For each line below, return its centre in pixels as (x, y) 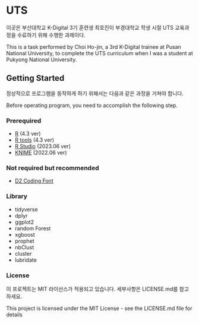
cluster (23, 253)
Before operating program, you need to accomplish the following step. (92, 105)
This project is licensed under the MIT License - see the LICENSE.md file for (99, 308)
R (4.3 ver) (28, 134)
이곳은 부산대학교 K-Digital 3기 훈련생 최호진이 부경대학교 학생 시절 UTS (90, 27)
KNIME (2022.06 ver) (41, 153)
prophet (24, 241)
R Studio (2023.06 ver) (43, 146)
